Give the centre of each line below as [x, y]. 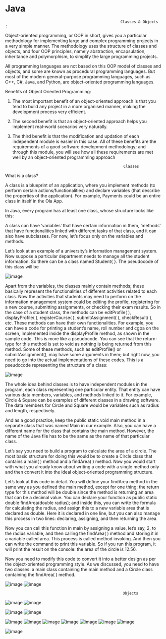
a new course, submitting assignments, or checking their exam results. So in [83, 307]
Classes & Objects [139, 22]
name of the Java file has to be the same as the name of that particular [77, 436]
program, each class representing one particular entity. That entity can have [83, 389]
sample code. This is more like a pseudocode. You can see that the [74, 338]
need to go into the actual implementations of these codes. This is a [74, 360]
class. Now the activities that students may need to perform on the [73, 296]
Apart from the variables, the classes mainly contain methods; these [75, 286]
